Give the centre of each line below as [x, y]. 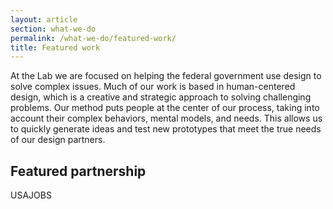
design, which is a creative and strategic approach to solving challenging [161, 97]
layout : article [44, 19]
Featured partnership [78, 171]
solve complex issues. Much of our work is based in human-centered [153, 87]
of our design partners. [58, 140]
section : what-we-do [53, 29]
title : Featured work [55, 47]
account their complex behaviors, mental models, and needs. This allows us [166, 118]
